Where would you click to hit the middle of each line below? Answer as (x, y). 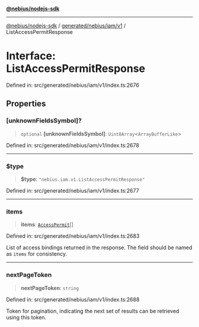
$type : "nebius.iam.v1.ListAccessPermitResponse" (83, 179)
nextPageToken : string (49, 288)
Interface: (31, 56)
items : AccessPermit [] (47, 225)
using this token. (26, 317)
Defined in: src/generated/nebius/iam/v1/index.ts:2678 (73, 145)
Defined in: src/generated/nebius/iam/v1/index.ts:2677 (73, 190)
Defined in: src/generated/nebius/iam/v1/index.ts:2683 (73, 236)
